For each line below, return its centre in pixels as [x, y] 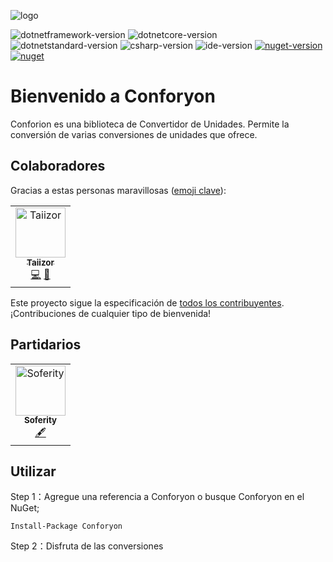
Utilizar [33, 471]
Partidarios [46, 345]
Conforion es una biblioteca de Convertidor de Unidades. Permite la [150, 124]
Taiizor [40, 262]
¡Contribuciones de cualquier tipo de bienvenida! [111, 313]
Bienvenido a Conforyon [113, 96]
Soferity [40, 420]
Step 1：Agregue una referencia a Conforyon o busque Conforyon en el [157, 497]
